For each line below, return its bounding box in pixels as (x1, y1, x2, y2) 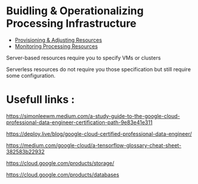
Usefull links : (6, 93, 75, 106)
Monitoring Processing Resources (14, 43, 98, 50)
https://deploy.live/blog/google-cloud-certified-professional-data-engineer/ (6, 130, 192, 137)
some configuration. (6, 72, 56, 79)
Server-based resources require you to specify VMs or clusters (6, 54, 161, 61)
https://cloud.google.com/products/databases (6, 171, 120, 178)
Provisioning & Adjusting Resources (14, 36, 102, 43)
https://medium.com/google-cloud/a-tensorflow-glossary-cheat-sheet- (6, 141, 182, 149)
